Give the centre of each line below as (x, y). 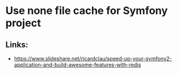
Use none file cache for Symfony (87, 11)
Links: (17, 45)
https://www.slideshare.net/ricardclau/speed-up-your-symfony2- (93, 59)
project (23, 23)
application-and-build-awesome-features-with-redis (77, 65)
